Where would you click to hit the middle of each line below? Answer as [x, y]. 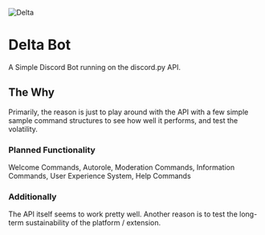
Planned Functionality [52, 150]
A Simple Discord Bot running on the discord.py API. [94, 67]
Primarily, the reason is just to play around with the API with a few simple [128, 112]
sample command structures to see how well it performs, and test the [123, 120]
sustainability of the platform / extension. [93, 223]
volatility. [23, 129]
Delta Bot [40, 45]
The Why [31, 93]
